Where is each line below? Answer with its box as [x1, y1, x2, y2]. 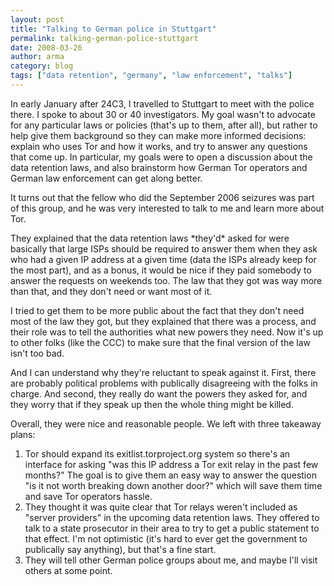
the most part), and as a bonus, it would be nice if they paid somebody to [10, 264, 312, 276]
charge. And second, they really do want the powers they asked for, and [10, 387, 308, 400]
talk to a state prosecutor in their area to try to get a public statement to [24, 522, 320, 534]
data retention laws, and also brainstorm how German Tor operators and [10, 161, 308, 173]
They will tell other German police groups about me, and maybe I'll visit [24, 554, 318, 566]
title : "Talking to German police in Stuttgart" [10, 24, 217, 34]
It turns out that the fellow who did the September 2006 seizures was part [10, 191, 315, 203]
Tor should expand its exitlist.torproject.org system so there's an [24, 447, 291, 460]
